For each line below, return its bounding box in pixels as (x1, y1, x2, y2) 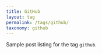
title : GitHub (6, 8, 41, 15)
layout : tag (6, 14, 35, 20)
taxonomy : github (6, 25, 48, 31)
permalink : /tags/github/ (6, 19, 69, 25)
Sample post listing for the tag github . (6, 41, 97, 48)
